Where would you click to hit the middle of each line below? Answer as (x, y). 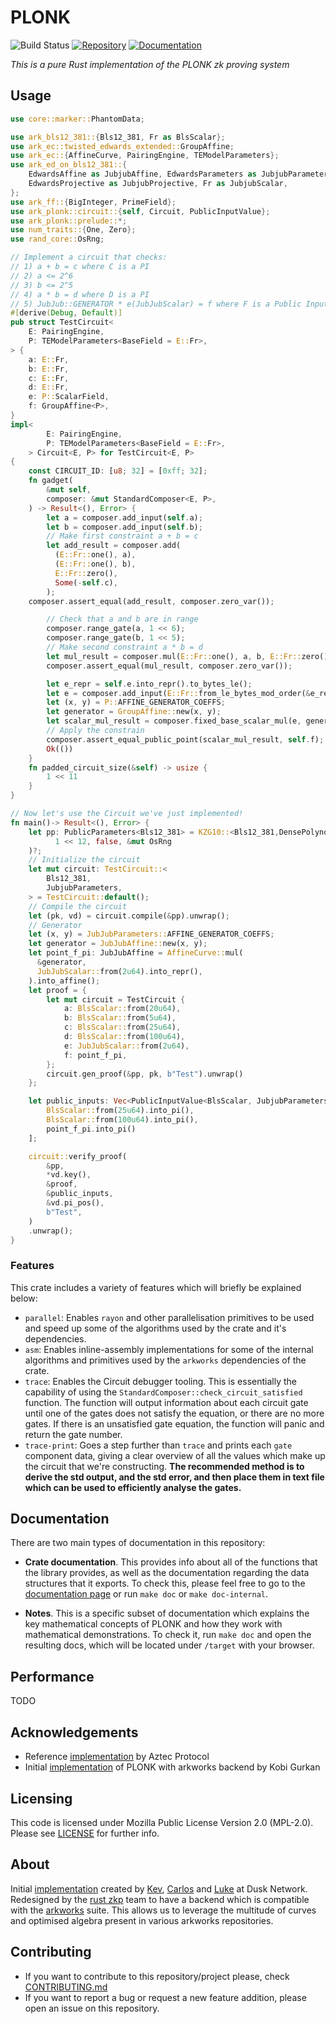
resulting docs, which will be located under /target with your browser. (169, 1645)
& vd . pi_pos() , (75, 1203)
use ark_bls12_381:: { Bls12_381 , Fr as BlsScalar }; (118, 137)
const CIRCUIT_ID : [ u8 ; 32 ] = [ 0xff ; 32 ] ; (118, 471)
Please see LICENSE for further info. (85, 1833)
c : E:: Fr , (49, 378)
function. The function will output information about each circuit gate (166, 1402)
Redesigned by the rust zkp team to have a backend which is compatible (160, 1899)
